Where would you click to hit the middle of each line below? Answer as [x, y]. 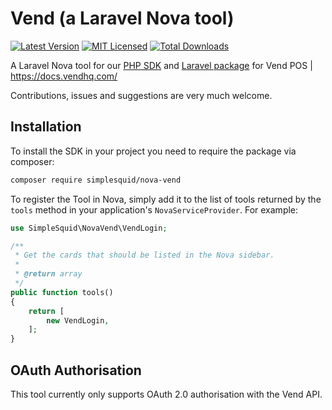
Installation [46, 127]
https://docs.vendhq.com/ [64, 76]
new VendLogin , [78, 320]
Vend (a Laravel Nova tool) [122, 18]
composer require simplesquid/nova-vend [96, 180]
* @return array [48, 274]
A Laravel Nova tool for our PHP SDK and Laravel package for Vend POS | [161, 65]
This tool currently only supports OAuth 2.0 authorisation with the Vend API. [166, 394]
